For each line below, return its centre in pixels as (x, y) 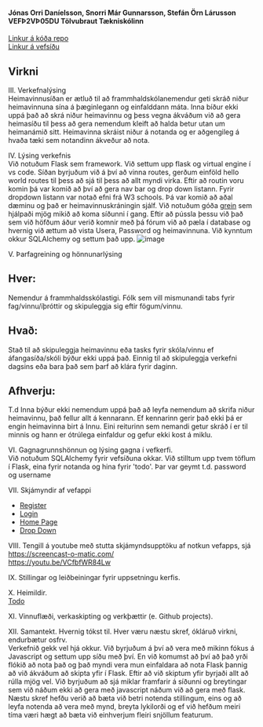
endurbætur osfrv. (38, 640)
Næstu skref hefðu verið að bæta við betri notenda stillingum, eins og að (125, 698)
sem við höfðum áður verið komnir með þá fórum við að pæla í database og (130, 222)
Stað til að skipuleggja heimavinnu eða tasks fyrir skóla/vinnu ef (111, 349)
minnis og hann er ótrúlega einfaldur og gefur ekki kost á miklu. (111, 435)
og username (29, 475)
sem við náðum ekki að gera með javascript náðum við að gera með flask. (127, 690)
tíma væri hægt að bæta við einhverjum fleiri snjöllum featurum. (111, 715)
